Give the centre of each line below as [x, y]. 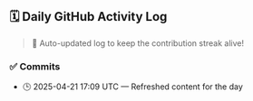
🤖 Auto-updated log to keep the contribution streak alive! [138, 43]
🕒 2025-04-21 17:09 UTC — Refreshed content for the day [132, 87]
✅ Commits [35, 66]
